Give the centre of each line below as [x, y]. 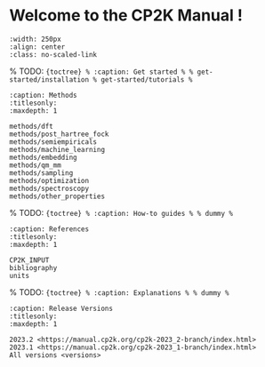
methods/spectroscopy [49, 188]
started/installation [49, 80]
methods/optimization [49, 180]
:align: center [37, 47]
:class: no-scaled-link [53, 54]
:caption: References [49, 229]
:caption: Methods [43, 95]
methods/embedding [43, 157]
